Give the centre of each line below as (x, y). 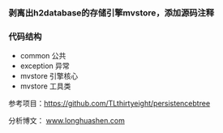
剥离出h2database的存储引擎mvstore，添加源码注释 (111, 12)
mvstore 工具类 (45, 86)
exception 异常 (45, 66)
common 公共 (43, 56)
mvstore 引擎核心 (49, 76)
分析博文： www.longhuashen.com (67, 121)
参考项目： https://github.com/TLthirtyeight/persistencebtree (109, 104)
